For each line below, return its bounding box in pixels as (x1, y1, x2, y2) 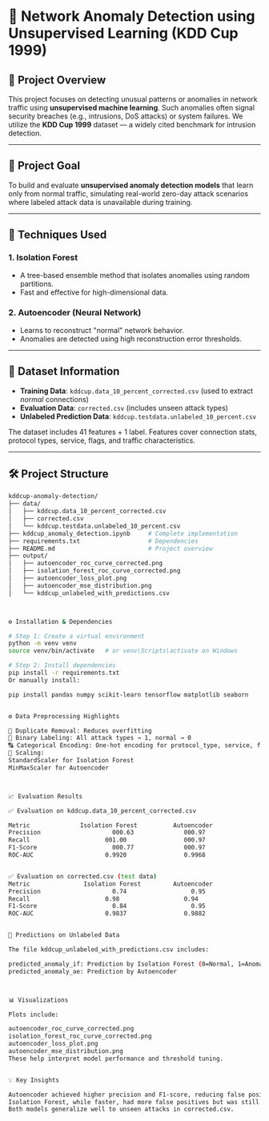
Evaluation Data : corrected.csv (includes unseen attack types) (19, 403, 228, 412)
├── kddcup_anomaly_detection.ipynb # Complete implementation (8, 529, 239, 537)
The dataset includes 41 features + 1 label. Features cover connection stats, (8, 427, 258, 436)
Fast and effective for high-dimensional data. (19, 287, 169, 297)
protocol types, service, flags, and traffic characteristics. (8, 436, 196, 445)
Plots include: (8, 1011, 59, 1019)
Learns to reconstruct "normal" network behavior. (19, 325, 184, 335)
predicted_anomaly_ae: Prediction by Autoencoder (8, 967, 178, 975)
